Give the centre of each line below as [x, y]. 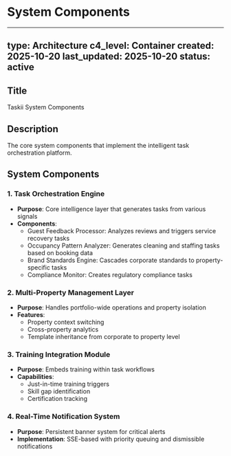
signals [27, 216]
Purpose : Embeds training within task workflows [86, 369]
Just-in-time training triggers [68, 384]
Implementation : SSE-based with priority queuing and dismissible [111, 439]
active [21, 67]
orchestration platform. [40, 153]
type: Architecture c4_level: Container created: [111, 46]
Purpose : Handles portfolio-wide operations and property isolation [111, 307]
